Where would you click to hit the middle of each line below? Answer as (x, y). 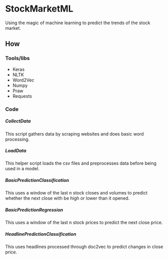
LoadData (16, 151)
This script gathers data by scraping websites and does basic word (74, 134)
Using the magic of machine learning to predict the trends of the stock (78, 23)
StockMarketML (39, 9)
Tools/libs (18, 58)
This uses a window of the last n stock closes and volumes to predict (76, 193)
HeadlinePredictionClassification (41, 234)
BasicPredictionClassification (37, 180)
